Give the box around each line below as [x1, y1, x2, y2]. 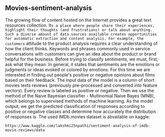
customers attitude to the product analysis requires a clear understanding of [5, 40, 158, 46]
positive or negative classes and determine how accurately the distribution [5, 108, 156, 114]
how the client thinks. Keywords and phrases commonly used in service [5, 45, 150, 51]
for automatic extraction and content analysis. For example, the [5, 36, 144, 41]
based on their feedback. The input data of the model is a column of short [5, 77, 155, 83]
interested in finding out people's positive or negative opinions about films [5, 71, 155, 78]
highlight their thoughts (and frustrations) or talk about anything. [5, 27, 153, 33]
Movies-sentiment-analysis [5, 4, 92, 12]
